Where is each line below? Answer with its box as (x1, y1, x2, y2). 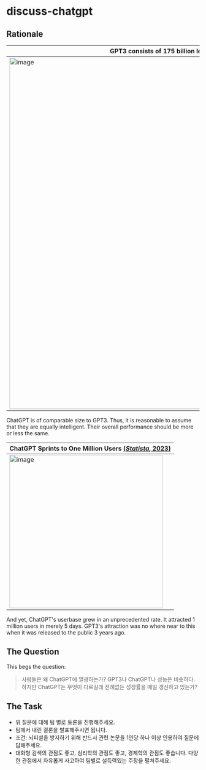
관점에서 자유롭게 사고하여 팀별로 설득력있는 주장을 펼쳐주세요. (21, 757, 171, 764)
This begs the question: (6, 663, 66, 670)
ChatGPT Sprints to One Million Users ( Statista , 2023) (9, 444, 171, 452)
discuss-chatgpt (6, 4, 93, 18)
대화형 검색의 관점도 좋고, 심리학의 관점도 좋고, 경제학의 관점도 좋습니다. (15, 749, 187, 757)
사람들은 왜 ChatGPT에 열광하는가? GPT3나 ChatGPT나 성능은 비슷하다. (21, 676, 195, 683)
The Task (6, 701, 43, 712)
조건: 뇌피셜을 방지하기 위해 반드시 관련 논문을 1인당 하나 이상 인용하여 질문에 (15, 734, 199, 741)
